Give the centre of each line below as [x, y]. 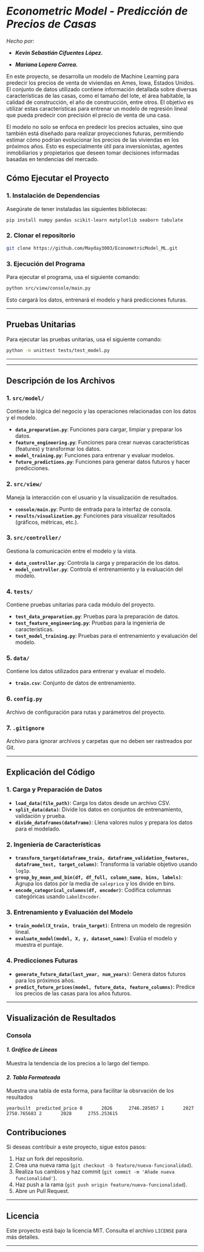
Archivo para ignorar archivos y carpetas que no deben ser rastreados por [99, 741]
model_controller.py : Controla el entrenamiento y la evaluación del [99, 569]
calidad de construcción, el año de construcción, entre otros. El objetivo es [100, 102]
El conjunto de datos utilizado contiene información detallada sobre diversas [102, 89]
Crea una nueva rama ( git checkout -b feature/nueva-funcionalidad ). [104, 1165]
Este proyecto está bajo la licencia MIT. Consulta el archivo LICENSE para [97, 1230]
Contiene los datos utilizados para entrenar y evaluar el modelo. [86, 671]
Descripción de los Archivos [61, 380]
